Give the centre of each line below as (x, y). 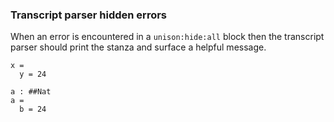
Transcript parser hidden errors (89, 15)
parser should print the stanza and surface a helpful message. (138, 47)
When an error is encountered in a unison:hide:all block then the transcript (167, 37)
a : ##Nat (31, 92)
